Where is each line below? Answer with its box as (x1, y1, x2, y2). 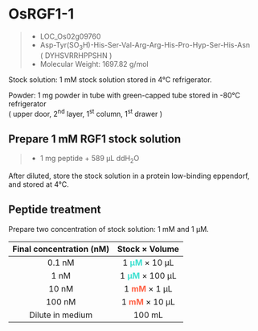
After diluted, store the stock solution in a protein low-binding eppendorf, (8, 171, 250, 180)
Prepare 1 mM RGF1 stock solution (8, 132, 182, 146)
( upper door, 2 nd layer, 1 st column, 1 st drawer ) (8, 107, 163, 118)
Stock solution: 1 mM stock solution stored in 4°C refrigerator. (8, 74, 212, 85)
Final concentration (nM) (12, 243, 110, 254)
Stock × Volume (117, 243, 179, 254)
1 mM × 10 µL (121, 296, 175, 307)
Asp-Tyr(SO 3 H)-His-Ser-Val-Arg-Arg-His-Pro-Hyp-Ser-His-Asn (39, 39, 251, 52)
